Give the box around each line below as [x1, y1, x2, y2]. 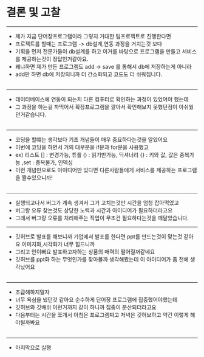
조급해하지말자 [15, 288, 50, 296]
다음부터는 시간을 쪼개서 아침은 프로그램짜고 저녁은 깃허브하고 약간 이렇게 [15, 311, 189, 318]
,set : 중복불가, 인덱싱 [21, 159, 73, 166]
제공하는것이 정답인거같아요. [21, 55, 89, 63]
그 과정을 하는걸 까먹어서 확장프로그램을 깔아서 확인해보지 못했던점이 [15, 103, 178, 110]
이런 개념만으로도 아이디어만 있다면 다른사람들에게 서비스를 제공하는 [15, 166, 176, 173]
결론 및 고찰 [6, 5, 61, 19]
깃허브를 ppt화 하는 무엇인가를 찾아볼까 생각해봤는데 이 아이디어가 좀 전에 [15, 255, 189, 263]
